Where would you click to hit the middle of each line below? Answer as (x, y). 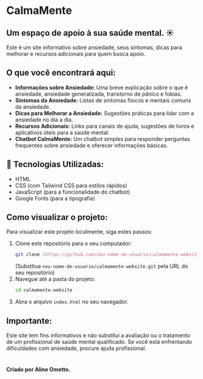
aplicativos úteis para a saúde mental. (62, 132)
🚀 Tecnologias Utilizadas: (55, 164)
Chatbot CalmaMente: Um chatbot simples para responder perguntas (102, 139)
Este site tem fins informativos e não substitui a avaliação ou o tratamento (98, 335)
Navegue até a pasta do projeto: (55, 279)
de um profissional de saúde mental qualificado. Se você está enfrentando (99, 342)
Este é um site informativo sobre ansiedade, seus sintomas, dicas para (94, 47)
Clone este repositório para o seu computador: (73, 243)
